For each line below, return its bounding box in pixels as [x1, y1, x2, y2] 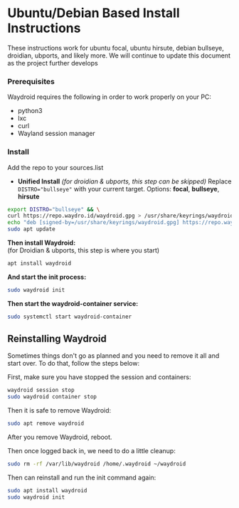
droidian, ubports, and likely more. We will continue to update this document [7, 51, 231, 60]
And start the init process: [7, 272, 87, 281]
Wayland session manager [17, 129, 96, 138]
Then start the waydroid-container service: [7, 299, 139, 307]
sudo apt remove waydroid [7, 420, 84, 428]
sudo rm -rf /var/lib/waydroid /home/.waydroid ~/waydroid [7, 460, 186, 467]
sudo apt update [7, 226, 55, 233]
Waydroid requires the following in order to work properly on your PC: [7, 92, 212, 101]
